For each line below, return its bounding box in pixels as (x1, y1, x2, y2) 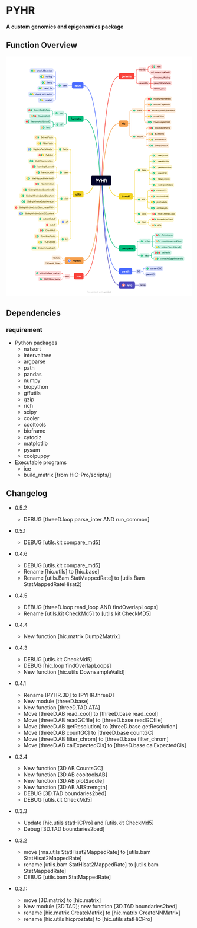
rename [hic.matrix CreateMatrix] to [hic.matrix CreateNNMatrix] (23, 909, 181, 916)
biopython (23, 383, 48, 390)
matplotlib (23, 440, 48, 447)
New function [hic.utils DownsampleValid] (23, 668, 125, 676)
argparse (23, 358, 46, 365)
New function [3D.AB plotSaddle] (23, 777, 104, 784)
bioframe (23, 427, 46, 434)
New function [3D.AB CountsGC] (23, 764, 103, 772)
